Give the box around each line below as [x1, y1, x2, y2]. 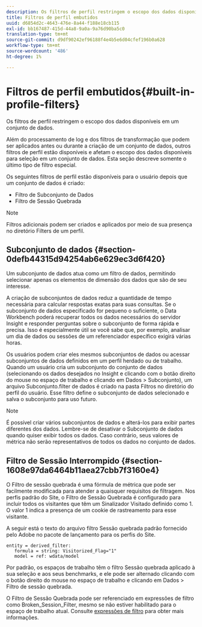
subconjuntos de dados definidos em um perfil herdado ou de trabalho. [6, 357, 183, 364]
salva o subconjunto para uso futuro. [6, 396, 97, 403]
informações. [6, 614, 39, 621]
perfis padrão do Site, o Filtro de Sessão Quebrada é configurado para [6, 494, 182, 501]
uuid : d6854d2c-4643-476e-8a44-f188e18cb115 [6, 20, 120, 26]
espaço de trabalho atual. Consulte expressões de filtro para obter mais [6, 608, 185, 615]
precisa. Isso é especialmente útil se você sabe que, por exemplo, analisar [6, 326, 191, 334]
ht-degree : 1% [6, 54, 42, 60]
